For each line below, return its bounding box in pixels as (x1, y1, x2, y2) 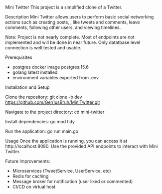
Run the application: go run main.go (5, 128, 79, 134)
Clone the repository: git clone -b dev (5, 94, 82, 100)
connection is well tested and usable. (5, 45, 81, 50)
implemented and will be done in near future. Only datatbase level (5, 39, 141, 45)
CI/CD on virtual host (12, 184, 56, 190)
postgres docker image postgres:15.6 (12, 64, 89, 70)
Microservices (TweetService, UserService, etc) (12, 168, 111, 174)
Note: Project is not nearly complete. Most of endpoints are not (5, 34, 135, 40)
